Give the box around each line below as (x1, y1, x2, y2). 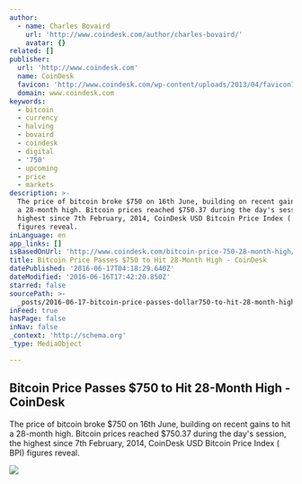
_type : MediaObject (9, 339, 83, 348)
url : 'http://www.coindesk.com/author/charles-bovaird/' (25, 30, 244, 39)
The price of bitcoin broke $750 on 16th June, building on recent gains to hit (9, 418, 291, 429)
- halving (17, 122, 54, 131)
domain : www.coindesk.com (17, 88, 115, 97)
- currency (17, 113, 58, 122)
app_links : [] (9, 239, 63, 248)
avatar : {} (25, 38, 67, 48)
